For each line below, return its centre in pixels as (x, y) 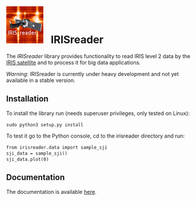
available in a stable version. (41, 80)
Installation (27, 99)
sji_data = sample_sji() (37, 153)
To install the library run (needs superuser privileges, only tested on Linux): (98, 113)
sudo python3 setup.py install (45, 125)
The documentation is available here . (51, 192)
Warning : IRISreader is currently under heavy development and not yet (93, 74)
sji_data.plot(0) (28, 159)
